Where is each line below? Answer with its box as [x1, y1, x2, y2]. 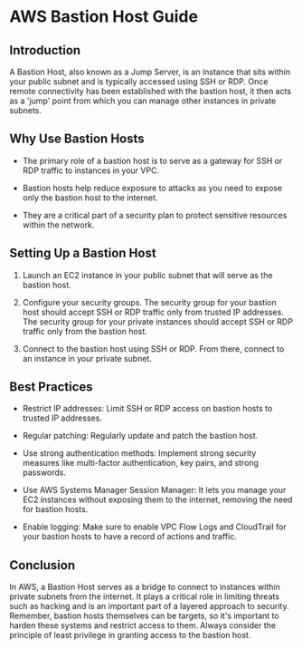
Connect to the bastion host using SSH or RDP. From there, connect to [22, 343, 285, 354]
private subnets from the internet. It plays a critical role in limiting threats [9, 591, 280, 602]
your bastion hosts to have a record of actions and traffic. [22, 531, 237, 542]
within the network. [22, 219, 95, 230]
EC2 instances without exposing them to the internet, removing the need [22, 494, 293, 505]
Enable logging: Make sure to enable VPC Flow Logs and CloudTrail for [22, 521, 287, 532]
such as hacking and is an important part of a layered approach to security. [9, 601, 289, 612]
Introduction [9, 43, 81, 58]
